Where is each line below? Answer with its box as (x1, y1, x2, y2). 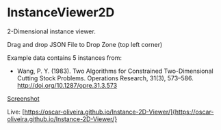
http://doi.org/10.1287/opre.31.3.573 (16, 81, 118, 89)
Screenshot (7, 94, 40, 103)
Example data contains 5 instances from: (7, 53, 122, 62)
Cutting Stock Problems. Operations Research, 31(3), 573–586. (16, 74, 194, 82)
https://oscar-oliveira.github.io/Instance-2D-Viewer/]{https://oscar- (24, 108, 214, 116)
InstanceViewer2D (7, 5, 115, 20)
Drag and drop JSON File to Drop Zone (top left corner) (7, 40, 163, 48)
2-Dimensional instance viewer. (7, 27, 96, 35)
